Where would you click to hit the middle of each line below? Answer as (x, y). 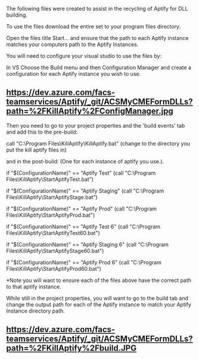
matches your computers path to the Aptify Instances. (72, 44)
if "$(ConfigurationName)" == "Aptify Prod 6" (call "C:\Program (84, 262)
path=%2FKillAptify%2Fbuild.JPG (71, 348)
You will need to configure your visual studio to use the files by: (84, 56)
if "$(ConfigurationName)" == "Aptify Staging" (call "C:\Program (85, 191)
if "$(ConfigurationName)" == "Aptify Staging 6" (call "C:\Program (87, 245)
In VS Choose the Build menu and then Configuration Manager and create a (99, 67)
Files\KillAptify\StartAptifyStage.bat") (52, 197)
